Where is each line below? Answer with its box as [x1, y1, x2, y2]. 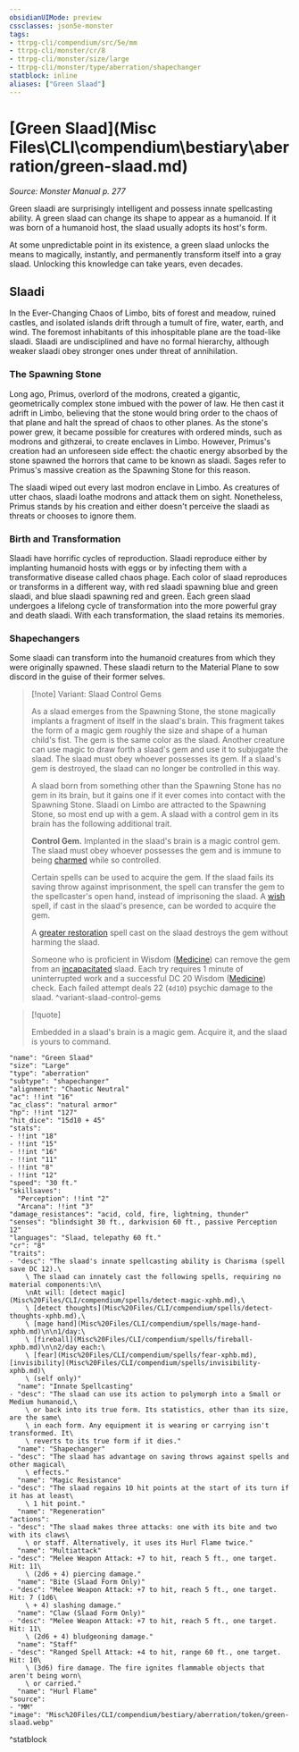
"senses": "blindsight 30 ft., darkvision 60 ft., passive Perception [9, 1217, 278, 1227]
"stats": [9, 1124, 42, 1133]
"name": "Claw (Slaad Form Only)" [17, 1609, 145, 1618]
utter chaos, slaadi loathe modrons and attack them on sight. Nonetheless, [9, 491, 283, 501]
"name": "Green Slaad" [9, 1054, 94, 1063]
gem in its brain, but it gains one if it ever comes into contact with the [30, 790, 286, 801]
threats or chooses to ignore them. [9, 510, 137, 521]
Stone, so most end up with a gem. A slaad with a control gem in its [30, 809, 279, 820]
